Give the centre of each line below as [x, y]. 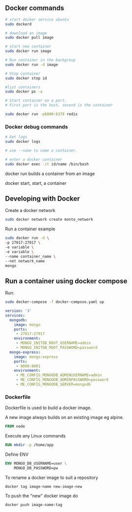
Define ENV [17, 455]
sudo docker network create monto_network [49, 219]
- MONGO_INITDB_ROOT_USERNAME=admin [53, 343]
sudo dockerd [18, 24]
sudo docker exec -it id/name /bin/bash [47, 164]
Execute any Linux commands [35, 436]
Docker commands [35, 8]
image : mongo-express [36, 357]
